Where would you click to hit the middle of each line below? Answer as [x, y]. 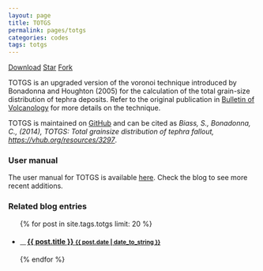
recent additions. [36, 186]
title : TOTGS [30, 23]
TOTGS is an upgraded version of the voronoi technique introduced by [122, 83]
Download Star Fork [41, 67]
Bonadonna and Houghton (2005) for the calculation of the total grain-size [129, 91]
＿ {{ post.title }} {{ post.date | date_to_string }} [90, 242]
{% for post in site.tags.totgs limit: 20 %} [86, 224]
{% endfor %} [42, 259]
